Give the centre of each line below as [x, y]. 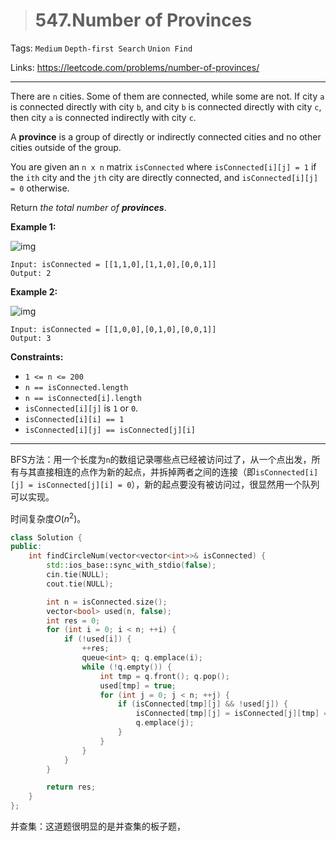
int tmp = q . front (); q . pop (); [164, 676]
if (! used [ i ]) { [97, 639]
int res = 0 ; [73, 620]
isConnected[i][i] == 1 [74, 419]
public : [26, 547]
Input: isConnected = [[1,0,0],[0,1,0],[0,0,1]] [113, 329]
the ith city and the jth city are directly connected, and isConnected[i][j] [164, 177]
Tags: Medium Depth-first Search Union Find [101, 48]
